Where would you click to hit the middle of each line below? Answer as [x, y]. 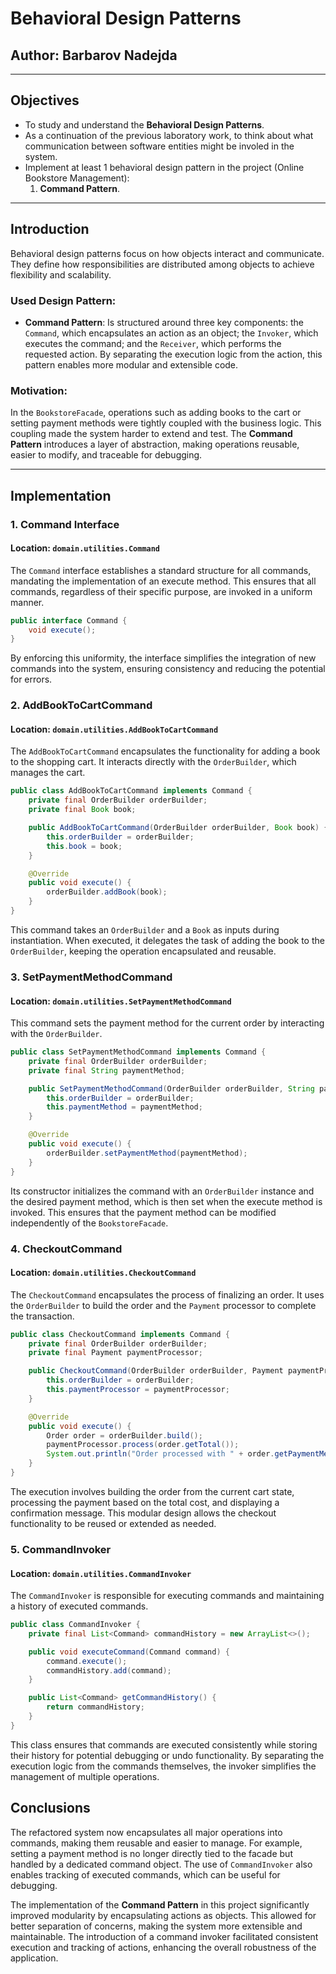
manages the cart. [48, 773]
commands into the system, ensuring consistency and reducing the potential [168, 669]
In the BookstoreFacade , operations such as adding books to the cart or [156, 413]
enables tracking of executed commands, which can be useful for [145, 1874]
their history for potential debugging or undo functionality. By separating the [167, 1755]
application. [34, 1958]
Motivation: [39, 390]
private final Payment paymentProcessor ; [115, 1353]
